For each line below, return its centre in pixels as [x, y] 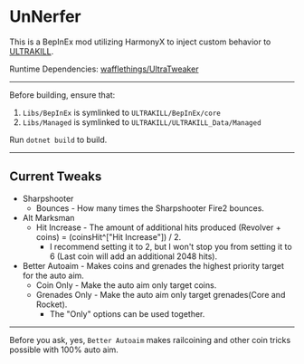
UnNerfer [45, 17]
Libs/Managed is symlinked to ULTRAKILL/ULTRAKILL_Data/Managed [142, 122]
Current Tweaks [56, 177]
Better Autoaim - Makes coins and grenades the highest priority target [153, 265]
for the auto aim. [53, 275]
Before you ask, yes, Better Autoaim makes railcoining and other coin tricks [150, 340]
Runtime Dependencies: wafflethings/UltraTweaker [104, 69]
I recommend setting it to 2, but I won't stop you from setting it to [171, 246]
